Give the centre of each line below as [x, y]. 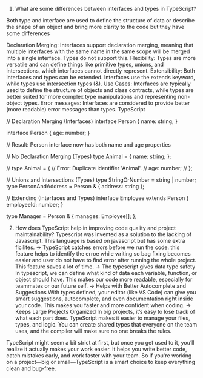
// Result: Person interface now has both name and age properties [89, 144]
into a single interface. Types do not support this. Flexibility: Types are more [101, 58]
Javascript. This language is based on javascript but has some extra [100, 241]
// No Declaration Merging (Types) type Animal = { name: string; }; [89, 156]
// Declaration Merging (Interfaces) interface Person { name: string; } [92, 121]
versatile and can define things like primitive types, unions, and [85, 64]
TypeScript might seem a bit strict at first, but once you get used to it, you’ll [100, 343]
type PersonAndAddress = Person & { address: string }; [75, 186]
